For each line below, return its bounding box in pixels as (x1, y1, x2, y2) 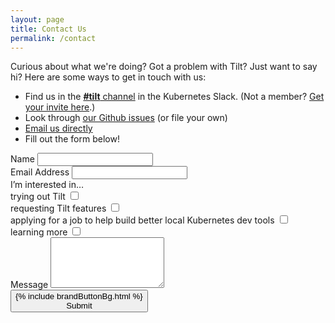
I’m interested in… (10, 179, 85, 191)
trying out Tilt (10, 191, 66, 203)
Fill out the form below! (24, 133, 120, 145)
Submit (66, 301, 93, 311)
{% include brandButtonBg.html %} (15, 291, 143, 302)
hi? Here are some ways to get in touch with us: (10, 71, 207, 83)
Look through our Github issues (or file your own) (24, 112, 228, 124)
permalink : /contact (10, 33, 97, 43)
